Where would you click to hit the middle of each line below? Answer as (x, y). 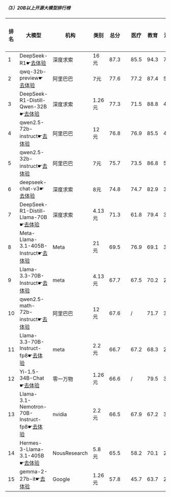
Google (61, 479)
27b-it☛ (30, 479)
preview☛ (31, 78)
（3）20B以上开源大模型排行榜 (38, 8)
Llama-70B (33, 217)
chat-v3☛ (32, 188)
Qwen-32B (33, 106)
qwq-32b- (33, 71)
